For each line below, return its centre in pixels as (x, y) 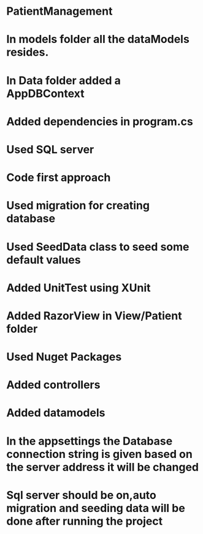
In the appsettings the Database (90, 441)
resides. (28, 52)
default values (44, 260)
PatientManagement (59, 11)
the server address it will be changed (103, 467)
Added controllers (53, 385)
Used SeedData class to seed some (98, 247)
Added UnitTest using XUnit (79, 288)
